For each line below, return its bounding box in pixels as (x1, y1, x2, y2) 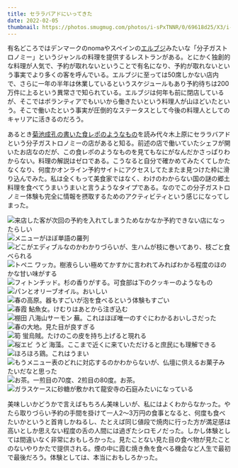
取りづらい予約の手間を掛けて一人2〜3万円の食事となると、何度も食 (19, 409, 220, 418)
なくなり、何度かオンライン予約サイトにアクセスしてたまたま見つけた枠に (7, 165, 224, 174)
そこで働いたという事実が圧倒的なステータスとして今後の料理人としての (19, 106, 230, 114)
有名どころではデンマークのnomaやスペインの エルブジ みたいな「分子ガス (7, 44, 222, 53)
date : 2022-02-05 (7, 17, 59, 24)
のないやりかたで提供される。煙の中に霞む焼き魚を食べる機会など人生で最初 (7, 445, 231, 453)
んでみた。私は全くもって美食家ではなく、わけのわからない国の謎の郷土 (19, 175, 230, 183)
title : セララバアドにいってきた (7, 10, 93, 18)
